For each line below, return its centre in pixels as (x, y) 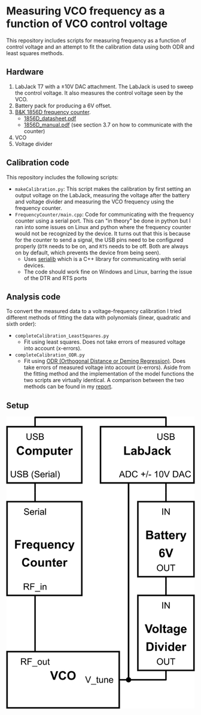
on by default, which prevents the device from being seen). (88, 253)
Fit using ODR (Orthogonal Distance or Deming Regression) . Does (105, 361)
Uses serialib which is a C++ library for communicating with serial (105, 259)
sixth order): (22, 324)
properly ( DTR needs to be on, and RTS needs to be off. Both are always (101, 246)
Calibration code (38, 163)
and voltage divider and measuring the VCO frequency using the (94, 202)
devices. (34, 265)
